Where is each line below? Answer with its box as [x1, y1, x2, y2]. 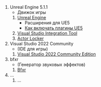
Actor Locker [17, 35, 44, 41]
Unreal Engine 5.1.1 [9, 4, 48, 10]
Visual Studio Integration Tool [17, 30, 78, 36]
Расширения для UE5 [24, 20, 70, 26]
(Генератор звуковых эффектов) [17, 61, 86, 67]
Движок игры [17, 9, 46, 15]
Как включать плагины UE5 [24, 25, 83, 31]
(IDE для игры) [17, 46, 48, 52]
